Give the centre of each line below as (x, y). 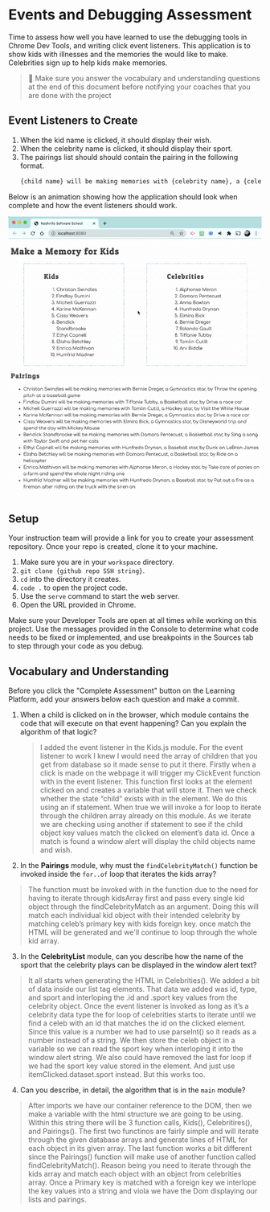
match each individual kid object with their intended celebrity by (134, 915)
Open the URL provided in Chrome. (78, 605)
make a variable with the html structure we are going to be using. (135, 1114)
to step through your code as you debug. (76, 646)
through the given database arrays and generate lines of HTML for (138, 1140)
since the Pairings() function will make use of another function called (142, 1157)
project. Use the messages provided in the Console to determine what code (133, 629)
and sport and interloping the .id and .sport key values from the (133, 997)
